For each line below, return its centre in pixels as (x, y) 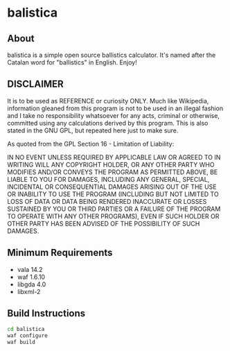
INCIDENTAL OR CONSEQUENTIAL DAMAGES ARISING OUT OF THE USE (112, 187)
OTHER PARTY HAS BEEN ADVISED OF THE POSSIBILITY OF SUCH (104, 223)
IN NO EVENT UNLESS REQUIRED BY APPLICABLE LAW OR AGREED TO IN (114, 157)
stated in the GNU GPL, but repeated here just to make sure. (93, 130)
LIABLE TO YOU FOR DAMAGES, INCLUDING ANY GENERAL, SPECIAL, (108, 179)
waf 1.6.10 (31, 277)
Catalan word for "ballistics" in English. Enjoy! (72, 62)
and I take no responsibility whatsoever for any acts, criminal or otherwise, (114, 115)
